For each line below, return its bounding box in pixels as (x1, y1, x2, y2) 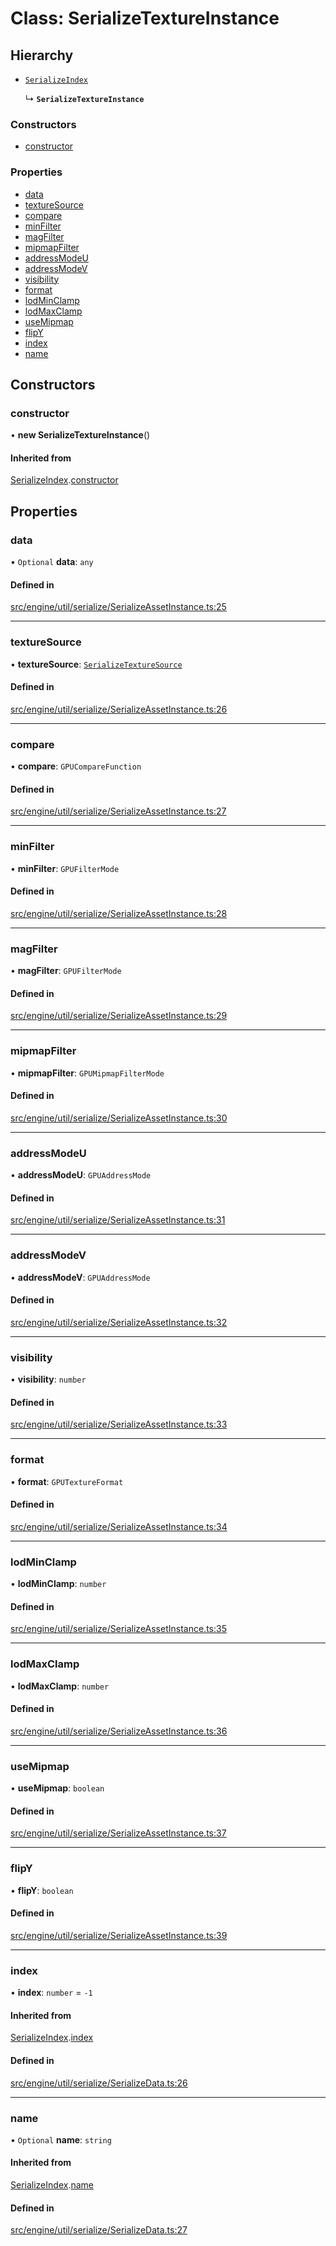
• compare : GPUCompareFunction (10, 760, 142, 772)
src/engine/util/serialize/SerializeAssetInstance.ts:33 (10, 1418, 228, 1431)
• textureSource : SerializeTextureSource (10, 658, 183, 670)
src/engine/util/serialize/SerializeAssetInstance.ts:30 (10, 1112, 228, 1124)
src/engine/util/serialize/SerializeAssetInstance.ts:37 (10, 1827, 227, 1839)
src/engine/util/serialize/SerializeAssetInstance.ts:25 (10, 601, 227, 613)
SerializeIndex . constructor (10, 474, 119, 486)
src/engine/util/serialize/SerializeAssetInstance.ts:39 (10, 1929, 228, 1941)
